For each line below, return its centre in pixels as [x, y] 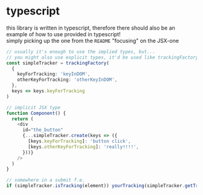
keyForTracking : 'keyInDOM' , [54, 74]
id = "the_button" [43, 130]
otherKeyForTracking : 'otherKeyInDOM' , [67, 80]
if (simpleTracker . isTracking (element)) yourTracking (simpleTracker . [96, 186]
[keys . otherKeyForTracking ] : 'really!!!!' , [83, 147]
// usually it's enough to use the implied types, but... [81, 52]
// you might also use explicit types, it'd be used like [81, 57]
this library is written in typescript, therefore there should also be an [91, 28]
